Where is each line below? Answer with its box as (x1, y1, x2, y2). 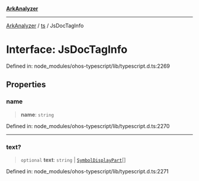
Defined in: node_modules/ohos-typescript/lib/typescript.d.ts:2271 (6, 167, 169, 174)
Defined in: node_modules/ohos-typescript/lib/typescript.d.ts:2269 (6, 62, 171, 69)
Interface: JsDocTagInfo (6, 43, 128, 56)
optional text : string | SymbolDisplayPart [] (20, 156, 126, 163)
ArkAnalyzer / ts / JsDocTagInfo (6, 22, 84, 29)
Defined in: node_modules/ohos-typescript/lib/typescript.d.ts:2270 (6, 122, 170, 129)
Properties (6, 80, 46, 90)
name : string (20, 111, 54, 118)
